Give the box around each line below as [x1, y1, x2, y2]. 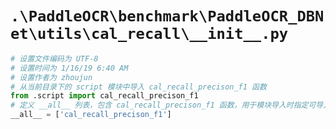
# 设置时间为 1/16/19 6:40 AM [10, 63, 129, 73]
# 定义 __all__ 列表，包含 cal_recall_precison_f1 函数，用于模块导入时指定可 [10, 100, 317, 111]
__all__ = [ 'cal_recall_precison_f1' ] [10, 110, 172, 120]
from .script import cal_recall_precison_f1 [10, 91, 199, 101]
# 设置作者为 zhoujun [10, 72, 93, 82]
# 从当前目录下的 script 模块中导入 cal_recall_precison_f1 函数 [10, 82, 267, 92]
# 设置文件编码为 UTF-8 [10, 53, 99, 64]
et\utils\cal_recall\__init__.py [10, 25, 289, 44]
